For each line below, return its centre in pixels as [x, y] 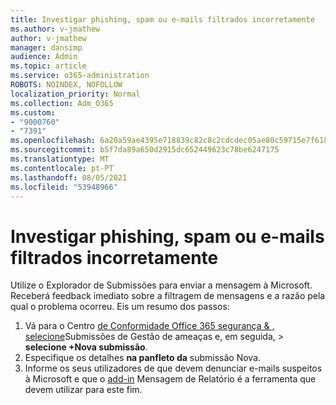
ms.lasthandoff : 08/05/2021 [69, 177]
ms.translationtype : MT [60, 159]
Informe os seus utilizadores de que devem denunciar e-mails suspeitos [173, 368]
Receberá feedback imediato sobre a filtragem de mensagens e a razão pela [168, 296]
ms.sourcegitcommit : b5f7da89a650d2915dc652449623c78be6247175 [145, 150]
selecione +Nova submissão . [86, 347]
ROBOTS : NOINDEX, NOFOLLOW [66, 85]
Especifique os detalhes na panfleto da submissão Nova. [143, 358]
